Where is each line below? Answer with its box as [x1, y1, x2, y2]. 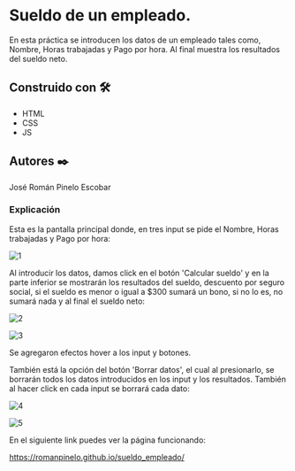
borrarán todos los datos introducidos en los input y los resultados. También [9, 374, 287, 384]
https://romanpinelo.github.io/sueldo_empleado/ [9, 452, 185, 462]
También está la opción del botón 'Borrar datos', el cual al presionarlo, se [9, 364, 275, 374]
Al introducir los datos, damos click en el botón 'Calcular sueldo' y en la [9, 267, 269, 278]
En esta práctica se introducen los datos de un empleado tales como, [9, 35, 261, 45]
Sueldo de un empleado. [9, 5, 192, 26]
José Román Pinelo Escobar [9, 181, 111, 192]
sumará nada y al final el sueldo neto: [9, 296, 146, 306]
